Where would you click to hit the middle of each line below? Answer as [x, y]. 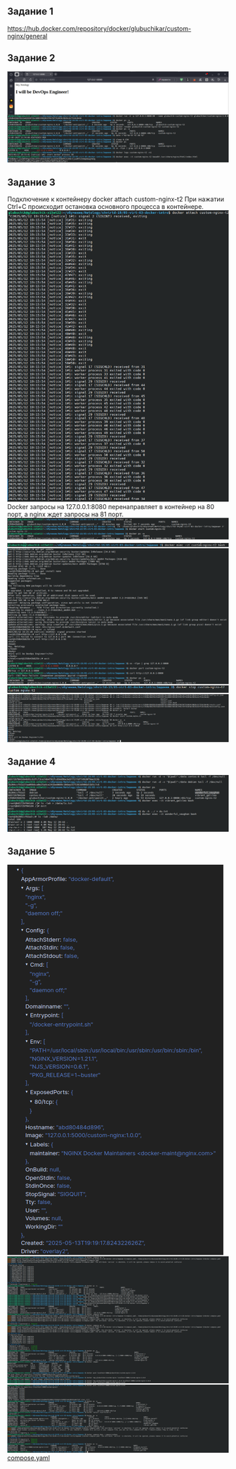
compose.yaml [29, 1458]
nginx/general [27, 36]
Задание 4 [32, 762]
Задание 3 [31, 182]
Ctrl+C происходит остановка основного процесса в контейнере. [105, 207]
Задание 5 [31, 851]
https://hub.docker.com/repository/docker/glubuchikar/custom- [99, 28]
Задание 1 [31, 12]
